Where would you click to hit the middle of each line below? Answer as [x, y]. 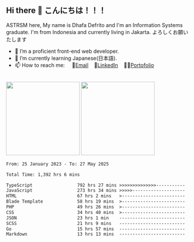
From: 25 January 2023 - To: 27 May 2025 [58, 164]
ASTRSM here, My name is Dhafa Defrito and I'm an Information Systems [95, 25]
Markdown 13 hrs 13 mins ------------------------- [96, 234]
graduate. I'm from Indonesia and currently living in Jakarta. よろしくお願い [97, 32]
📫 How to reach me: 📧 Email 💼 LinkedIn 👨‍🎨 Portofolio [84, 65]
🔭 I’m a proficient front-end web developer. [67, 51]
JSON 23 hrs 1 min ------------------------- [96, 218]
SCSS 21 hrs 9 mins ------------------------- [96, 223]
